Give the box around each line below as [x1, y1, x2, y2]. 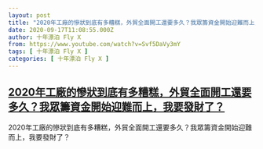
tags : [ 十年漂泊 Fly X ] [8, 48, 89, 55]
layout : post [8, 11, 51, 20]
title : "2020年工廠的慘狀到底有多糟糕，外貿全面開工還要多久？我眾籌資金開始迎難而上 [8, 19, 255, 27]
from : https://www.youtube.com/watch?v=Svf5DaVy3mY [8, 41, 181, 48]
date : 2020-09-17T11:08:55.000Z [8, 26, 114, 34]
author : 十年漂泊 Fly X [8, 33, 81, 41]
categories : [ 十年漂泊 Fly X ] [8, 55, 110, 63]
